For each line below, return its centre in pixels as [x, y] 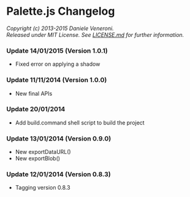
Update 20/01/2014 [36, 109]
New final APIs [34, 93]
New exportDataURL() [43, 152]
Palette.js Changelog [61, 11]
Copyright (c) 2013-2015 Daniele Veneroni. [60, 28]
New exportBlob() [37, 158]
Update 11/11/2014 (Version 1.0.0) [57, 80]
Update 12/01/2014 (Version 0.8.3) [59, 174]
